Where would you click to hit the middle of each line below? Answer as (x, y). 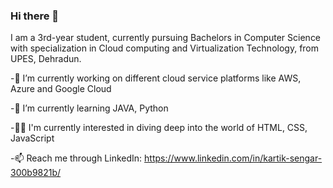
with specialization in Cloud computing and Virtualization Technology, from (165, 48)
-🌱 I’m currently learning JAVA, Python (89, 108)
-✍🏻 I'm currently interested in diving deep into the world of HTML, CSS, (159, 128)
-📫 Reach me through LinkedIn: (76, 158)
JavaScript (32, 138)
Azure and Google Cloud (61, 89)
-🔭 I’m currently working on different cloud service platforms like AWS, (156, 78)
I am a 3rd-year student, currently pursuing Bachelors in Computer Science (166, 38)
